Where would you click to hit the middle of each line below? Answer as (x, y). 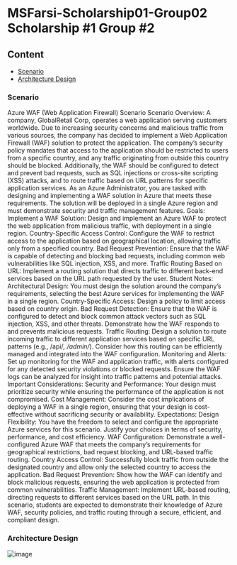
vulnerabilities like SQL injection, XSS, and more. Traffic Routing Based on (115, 263)
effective (20, 415)
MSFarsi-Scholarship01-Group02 (107, 13)
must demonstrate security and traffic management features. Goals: (106, 211)
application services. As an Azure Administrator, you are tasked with (107, 188)
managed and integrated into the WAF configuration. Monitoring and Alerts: (117, 354)
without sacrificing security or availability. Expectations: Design (127, 415)
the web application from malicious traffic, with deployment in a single (110, 226)
